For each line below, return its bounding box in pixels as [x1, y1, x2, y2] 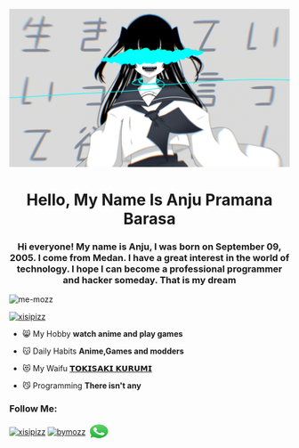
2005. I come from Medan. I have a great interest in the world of [9, 251, 290, 264]
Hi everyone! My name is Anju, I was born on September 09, [17, 240, 282, 253]
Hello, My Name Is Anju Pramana [26, 190, 273, 209]
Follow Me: [9, 402, 58, 414]
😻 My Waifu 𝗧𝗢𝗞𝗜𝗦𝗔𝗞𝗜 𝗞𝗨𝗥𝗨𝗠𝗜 [21, 362, 153, 373]
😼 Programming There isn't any [21, 379, 141, 391]
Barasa [123, 208, 176, 229]
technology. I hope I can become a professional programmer [16, 263, 283, 275]
